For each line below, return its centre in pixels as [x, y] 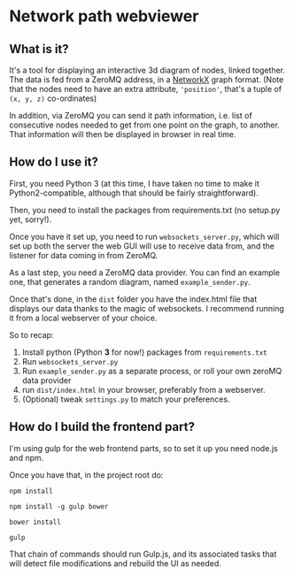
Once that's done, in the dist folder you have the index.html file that [133, 299]
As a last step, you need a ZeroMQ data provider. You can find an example [145, 273]
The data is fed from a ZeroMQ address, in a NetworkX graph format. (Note [147, 80]
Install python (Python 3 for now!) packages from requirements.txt [144, 352]
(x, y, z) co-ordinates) [53, 98]
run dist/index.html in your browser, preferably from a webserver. [143, 389]
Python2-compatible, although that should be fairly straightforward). [134, 193]
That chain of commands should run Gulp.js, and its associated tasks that [143, 554]
